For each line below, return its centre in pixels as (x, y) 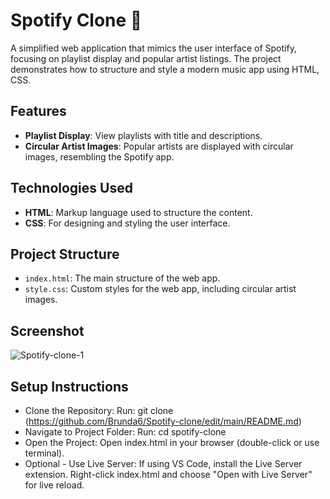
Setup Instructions (69, 386)
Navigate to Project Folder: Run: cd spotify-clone (125, 432)
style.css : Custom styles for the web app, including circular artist (160, 289)
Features (38, 111)
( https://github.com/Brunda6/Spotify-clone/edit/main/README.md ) (163, 421)
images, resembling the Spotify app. (99, 156)
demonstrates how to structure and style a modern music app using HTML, (165, 69)
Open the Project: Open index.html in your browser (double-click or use (172, 442)
